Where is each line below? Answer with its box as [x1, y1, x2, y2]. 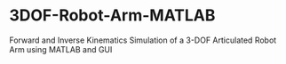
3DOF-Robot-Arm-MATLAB [9, 5, 216, 26]
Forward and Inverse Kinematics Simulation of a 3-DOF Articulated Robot [9, 35, 277, 45]
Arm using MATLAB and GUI [9, 44, 113, 54]
